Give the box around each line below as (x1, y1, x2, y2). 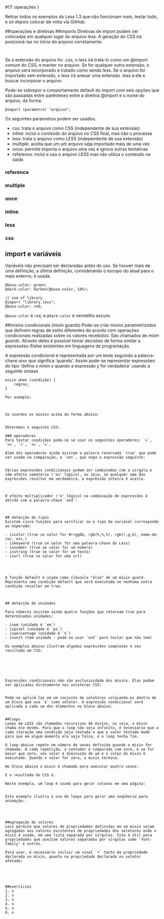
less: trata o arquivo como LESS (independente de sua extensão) (12, 136, 143, 141)
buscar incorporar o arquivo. (5, 78, 63, 83)
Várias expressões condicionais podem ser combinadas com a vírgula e (5, 468, 152, 473)
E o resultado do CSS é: (5, 773, 56, 778)
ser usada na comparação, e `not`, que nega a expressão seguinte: (5, 455, 146, 460)
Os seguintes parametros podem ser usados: (5, 116, 96, 122)
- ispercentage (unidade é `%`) (5, 631, 71, 636)
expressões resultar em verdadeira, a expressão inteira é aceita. (5, 476, 146, 481)
